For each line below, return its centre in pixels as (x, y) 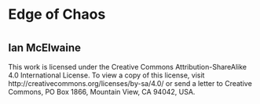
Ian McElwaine (44, 48)
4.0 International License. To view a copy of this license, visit (106, 75)
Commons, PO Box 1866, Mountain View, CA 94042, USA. (102, 91)
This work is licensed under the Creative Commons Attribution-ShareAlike (128, 66)
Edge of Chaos (57, 14)
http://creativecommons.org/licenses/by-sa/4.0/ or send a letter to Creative (130, 83)
